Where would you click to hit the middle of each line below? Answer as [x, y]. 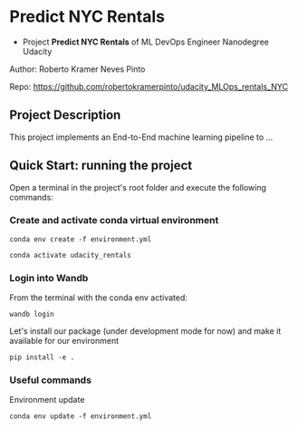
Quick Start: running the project [101, 166]
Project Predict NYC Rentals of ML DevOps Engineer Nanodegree [145, 42]
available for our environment [64, 341]
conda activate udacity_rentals [70, 255]
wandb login [32, 315]
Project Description [65, 115]
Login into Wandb [49, 278]
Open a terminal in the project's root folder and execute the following [138, 187]
